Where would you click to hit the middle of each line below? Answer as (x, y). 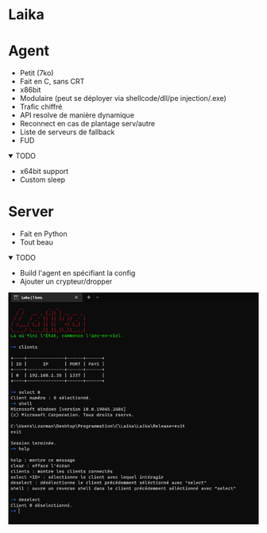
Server (31, 212)
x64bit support (44, 172)
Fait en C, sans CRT (52, 82)
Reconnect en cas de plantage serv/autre (87, 124)
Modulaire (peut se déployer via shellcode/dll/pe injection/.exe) (123, 98)
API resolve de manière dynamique (77, 115)
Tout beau (36, 242)
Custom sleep (43, 180)
